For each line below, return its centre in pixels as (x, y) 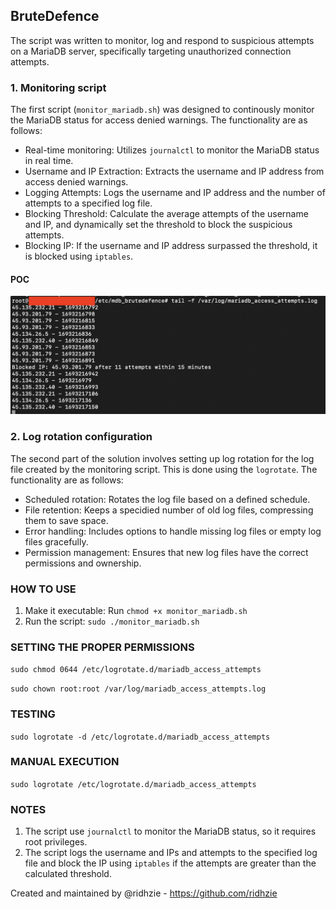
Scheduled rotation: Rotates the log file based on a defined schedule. (167, 499)
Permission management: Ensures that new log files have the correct (166, 552)
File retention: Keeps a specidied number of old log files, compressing (169, 510)
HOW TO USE (43, 589)
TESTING (33, 714)
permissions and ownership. (83, 563)
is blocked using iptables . (79, 256)
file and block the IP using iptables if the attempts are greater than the (170, 863)
